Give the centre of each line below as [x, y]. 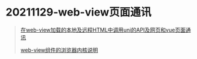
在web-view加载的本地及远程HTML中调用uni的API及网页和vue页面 [103, 30]
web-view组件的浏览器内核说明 [59, 50]
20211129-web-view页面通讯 [79, 12]
